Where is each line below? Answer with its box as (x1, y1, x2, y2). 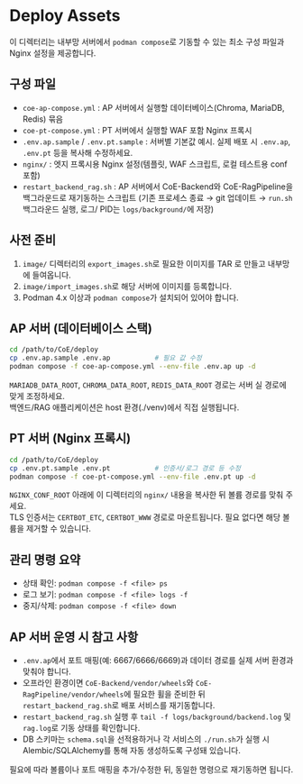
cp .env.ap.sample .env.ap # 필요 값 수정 (9, 353, 203, 363)
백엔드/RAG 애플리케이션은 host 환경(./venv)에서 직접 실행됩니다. (9, 402, 240, 413)
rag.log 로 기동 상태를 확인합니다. (22, 723, 141, 734)
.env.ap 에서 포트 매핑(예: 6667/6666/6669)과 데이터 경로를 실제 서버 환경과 (22, 655, 294, 666)
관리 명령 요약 (9, 552, 81, 568)
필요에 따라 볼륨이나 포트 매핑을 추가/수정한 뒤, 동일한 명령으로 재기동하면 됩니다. (9, 764, 294, 775)
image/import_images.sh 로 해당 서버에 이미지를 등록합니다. (22, 280, 233, 291)
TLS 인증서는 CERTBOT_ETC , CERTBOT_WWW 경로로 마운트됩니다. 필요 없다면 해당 (9, 512, 281, 523)
